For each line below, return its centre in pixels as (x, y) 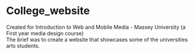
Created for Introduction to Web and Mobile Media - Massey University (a (96, 27)
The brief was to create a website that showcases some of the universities (97, 39)
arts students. (23, 46)
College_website (48, 11)
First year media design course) (45, 33)
